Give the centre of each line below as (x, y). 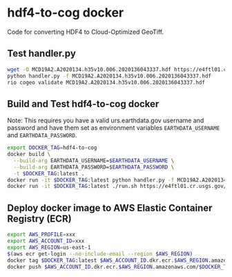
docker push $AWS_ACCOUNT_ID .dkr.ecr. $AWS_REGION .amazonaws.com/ (103, 267)
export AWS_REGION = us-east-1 (49, 247)
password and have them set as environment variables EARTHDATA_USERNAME (114, 128)
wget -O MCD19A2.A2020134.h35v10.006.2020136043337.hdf (89, 69)
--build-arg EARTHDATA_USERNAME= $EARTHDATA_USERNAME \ (94, 160)
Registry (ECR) (39, 219)
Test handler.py (41, 54)
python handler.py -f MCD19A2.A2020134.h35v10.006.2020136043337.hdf (109, 76)
